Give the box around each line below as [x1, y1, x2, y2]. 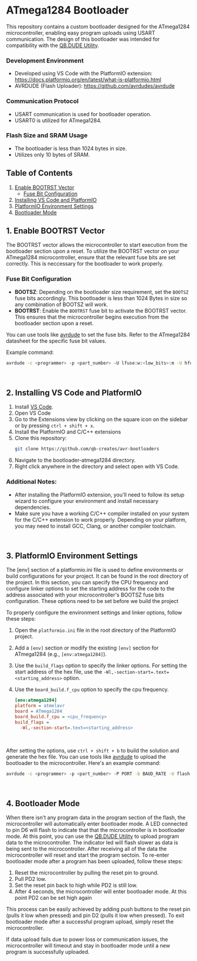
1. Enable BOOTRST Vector [6, 226, 105, 236]
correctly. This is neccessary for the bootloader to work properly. [6, 260, 164, 267]
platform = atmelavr [14, 703, 65, 709]
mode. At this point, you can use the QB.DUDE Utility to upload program [6, 833, 179, 840]
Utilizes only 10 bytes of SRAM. [14, 151, 90, 158]
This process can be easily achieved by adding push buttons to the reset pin [6, 906, 191, 913]
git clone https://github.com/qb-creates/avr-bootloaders [14, 446, 159, 452]
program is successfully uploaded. [6, 949, 90, 956]
